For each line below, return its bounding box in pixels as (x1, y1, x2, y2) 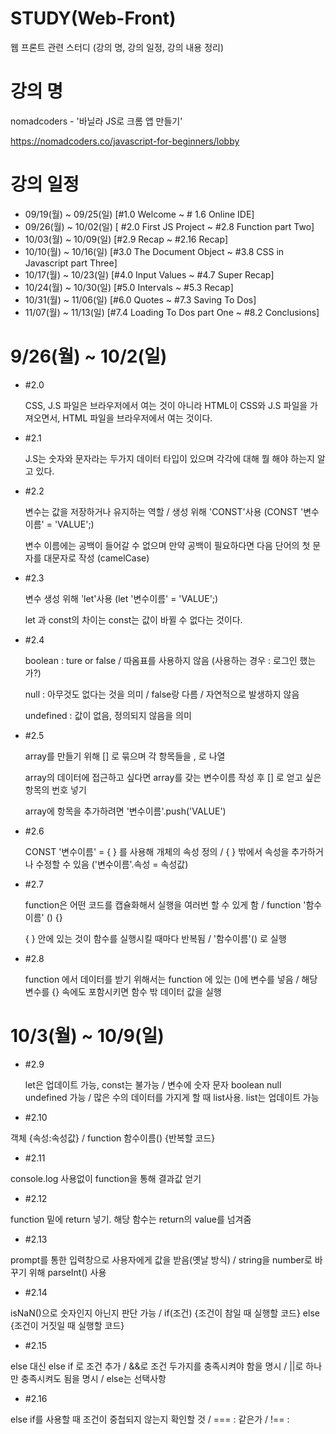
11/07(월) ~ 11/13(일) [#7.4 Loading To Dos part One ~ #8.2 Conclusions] (24, 306, 320, 318)
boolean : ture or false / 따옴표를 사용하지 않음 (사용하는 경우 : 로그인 (24, 654, 298, 666)
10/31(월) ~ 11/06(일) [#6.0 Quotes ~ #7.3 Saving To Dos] (24, 293, 257, 306)
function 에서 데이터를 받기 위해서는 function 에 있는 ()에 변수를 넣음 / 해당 (24, 973, 318, 985)
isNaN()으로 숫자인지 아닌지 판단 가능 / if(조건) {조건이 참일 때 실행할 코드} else (10, 1307, 320, 1319)
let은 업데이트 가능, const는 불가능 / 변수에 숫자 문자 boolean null (24, 1078, 282, 1091)
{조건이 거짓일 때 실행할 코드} (10, 1319, 125, 1331)
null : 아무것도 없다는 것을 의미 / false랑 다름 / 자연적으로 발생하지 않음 (24, 688, 300, 700)
